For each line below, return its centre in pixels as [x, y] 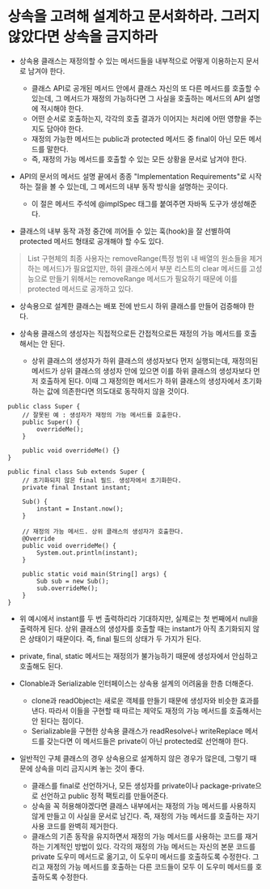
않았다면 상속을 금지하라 [83, 37]
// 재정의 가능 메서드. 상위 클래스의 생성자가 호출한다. [103, 532]
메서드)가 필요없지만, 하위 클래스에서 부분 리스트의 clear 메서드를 [145, 268]
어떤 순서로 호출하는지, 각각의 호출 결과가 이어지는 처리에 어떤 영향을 [139, 118]
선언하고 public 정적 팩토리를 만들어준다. [104, 796]
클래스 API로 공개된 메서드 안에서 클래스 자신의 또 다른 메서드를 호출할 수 [146, 88]
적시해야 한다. [62, 108]
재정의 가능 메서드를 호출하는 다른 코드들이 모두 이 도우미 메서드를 [150, 866]
